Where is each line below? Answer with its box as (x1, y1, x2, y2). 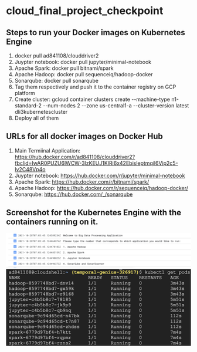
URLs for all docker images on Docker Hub (6, 131, 163, 141)
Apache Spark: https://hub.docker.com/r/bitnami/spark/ (14, 178, 150, 185)
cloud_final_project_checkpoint (6, 4, 164, 18)
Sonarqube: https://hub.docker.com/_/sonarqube (14, 191, 133, 198)
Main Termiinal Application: (14, 147, 81, 154)
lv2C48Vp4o (14, 165, 46, 172)
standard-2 (14, 102, 42, 109)
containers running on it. (6, 217, 98, 227)
